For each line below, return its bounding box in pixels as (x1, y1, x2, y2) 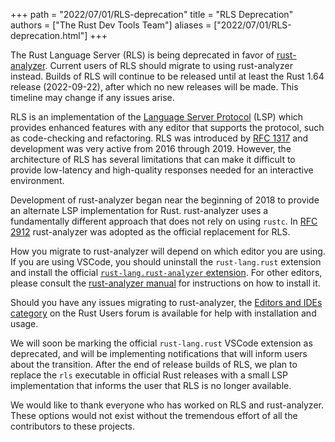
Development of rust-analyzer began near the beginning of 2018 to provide (10, 194, 320, 206)
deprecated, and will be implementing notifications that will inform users (10, 348, 308, 359)
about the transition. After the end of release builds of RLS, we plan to (10, 359, 298, 370)
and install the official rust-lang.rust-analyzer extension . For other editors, (10, 267, 323, 278)
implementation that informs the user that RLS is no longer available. (10, 380, 292, 391)
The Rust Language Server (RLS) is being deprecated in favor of (10, 49, 275, 61)
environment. (10, 175, 65, 186)
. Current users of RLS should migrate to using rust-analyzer (44, 60, 293, 71)
